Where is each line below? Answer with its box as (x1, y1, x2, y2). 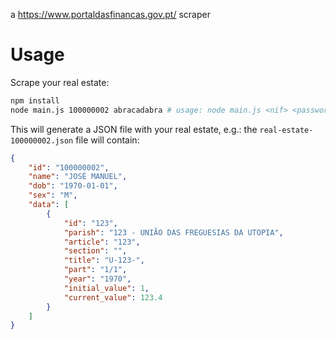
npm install (10, 95, 60, 106)
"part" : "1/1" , (63, 265, 128, 275)
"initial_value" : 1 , (63, 283, 150, 293)
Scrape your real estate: (10, 76, 110, 88)
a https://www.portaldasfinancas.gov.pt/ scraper (10, 9, 211, 20)
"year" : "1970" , (63, 274, 132, 284)
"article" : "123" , (63, 237, 141, 247)
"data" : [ (28, 200, 70, 210)
